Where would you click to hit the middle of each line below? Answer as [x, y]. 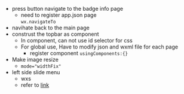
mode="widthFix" [41, 66]
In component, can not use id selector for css [76, 40]
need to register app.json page [59, 15]
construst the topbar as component [56, 34]
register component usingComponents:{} [79, 53]
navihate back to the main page [50, 28]
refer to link [35, 85]
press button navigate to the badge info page [68, 9]
